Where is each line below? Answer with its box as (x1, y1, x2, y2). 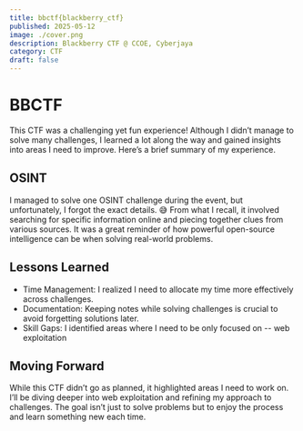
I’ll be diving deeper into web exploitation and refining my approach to (9, 392, 272, 403)
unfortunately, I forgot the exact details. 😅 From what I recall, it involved (9, 204, 280, 215)
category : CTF (9, 47, 64, 56)
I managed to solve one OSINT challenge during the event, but (9, 195, 243, 205)
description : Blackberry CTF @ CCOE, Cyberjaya (9, 38, 194, 48)
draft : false (9, 55, 59, 65)
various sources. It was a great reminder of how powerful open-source (9, 224, 276, 235)
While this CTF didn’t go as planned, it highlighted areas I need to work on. (9, 383, 289, 394)
